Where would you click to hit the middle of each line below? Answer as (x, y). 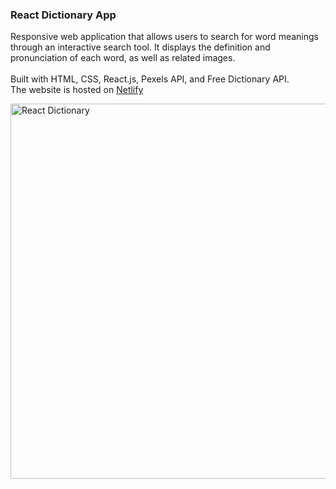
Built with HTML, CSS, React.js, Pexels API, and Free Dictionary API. (150, 79)
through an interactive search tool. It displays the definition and (140, 47)
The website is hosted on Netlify (77, 90)
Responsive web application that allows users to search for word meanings (164, 37)
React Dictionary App (63, 15)
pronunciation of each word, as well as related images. (123, 58)
